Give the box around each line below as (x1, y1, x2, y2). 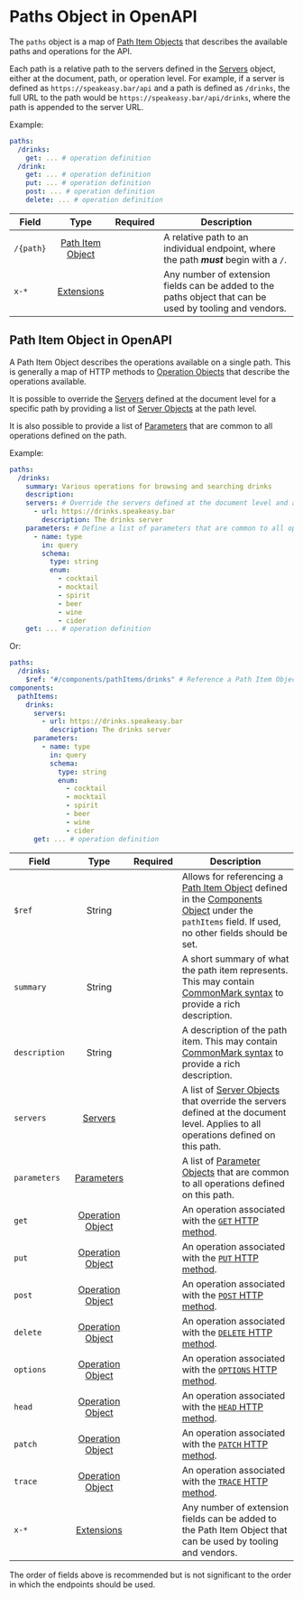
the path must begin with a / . (163, 253, 287, 265)
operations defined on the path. (9, 430, 127, 441)
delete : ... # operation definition (25, 196, 164, 205)
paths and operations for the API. (9, 45, 133, 56)
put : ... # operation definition (25, 179, 151, 188)
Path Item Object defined (181, 881, 288, 894)
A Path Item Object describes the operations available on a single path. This (9, 357, 291, 367)
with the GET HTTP (181, 1214, 260, 1227)
